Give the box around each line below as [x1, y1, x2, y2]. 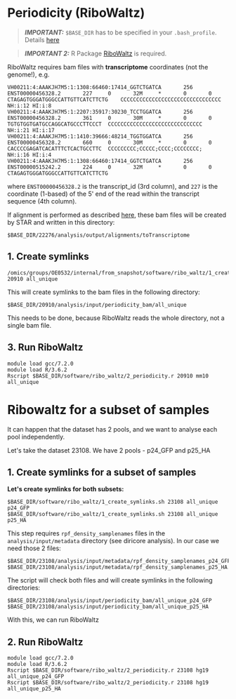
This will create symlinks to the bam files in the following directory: [7, 288, 200, 296]
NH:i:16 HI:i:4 [7, 151, 52, 159]
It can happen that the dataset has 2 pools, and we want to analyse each [7, 425, 218, 433]
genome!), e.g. [7, 70, 50, 79]
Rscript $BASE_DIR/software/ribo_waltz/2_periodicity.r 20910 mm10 [7, 372, 209, 380]
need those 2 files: [7, 544, 61, 552]
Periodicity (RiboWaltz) [7, 5, 145, 21]
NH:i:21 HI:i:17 [7, 126, 55, 134]
